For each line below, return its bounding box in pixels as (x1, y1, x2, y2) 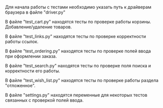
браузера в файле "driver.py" (5, 9, 66, 15)
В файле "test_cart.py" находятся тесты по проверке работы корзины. (5, 19, 151, 24)
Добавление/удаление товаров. (5, 24, 72, 30)
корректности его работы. (5, 68, 60, 74)
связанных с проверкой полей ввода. (5, 97, 84, 103)
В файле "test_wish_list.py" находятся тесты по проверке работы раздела (5, 78, 159, 83)
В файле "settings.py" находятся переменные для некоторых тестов (5, 92, 148, 98)
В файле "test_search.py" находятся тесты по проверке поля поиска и (5, 63, 151, 68)
